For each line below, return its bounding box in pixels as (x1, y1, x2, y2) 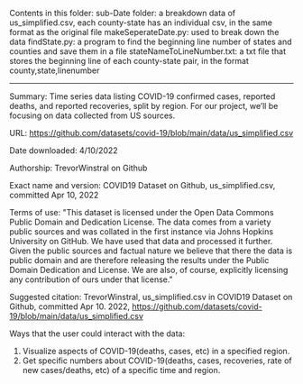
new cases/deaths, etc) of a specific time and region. (22, 365, 221, 375)
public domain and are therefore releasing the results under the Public (9, 255, 270, 265)
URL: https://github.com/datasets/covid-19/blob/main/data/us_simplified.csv (9, 128, 294, 138)
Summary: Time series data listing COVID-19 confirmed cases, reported (9, 91, 276, 102)
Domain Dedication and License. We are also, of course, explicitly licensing (9, 265, 289, 275)
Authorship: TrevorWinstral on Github (9, 162, 148, 173)
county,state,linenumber (9, 65, 100, 76)
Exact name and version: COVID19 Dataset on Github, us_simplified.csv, (9, 180, 276, 190)
